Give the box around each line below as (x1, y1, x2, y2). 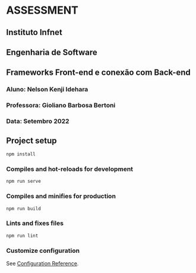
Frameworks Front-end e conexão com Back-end (6, 68, 191, 78)
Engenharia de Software (6, 47, 97, 57)
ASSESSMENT (6, 4, 78, 17)
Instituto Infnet (6, 27, 62, 37)
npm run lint (6, 233, 39, 239)
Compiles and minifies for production (6, 192, 116, 201)
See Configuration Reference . (6, 260, 79, 267)
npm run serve (6, 179, 42, 185)
